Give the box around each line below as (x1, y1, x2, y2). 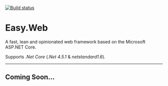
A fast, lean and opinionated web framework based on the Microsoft (5, 38, 146, 44)
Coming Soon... (5, 73, 55, 81)
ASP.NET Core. (5, 44, 36, 50)
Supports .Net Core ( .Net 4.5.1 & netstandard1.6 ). (5, 53, 106, 59)
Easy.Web (5, 22, 48, 33)
